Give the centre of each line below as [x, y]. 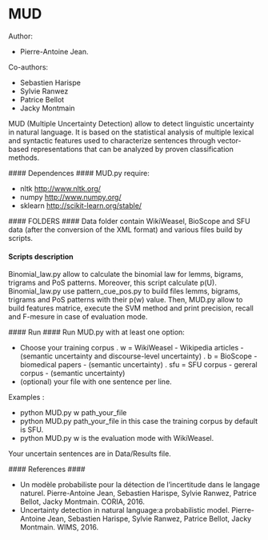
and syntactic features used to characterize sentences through [112, 140]
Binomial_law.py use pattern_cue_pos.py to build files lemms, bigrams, [124, 291]
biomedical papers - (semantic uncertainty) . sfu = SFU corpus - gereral [138, 365]
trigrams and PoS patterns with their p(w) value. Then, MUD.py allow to [126, 300]
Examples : [26, 398]
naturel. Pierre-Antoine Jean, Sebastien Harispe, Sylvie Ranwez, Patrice [138, 494]
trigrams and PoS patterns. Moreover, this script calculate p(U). [113, 283]
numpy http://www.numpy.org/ [70, 197]
